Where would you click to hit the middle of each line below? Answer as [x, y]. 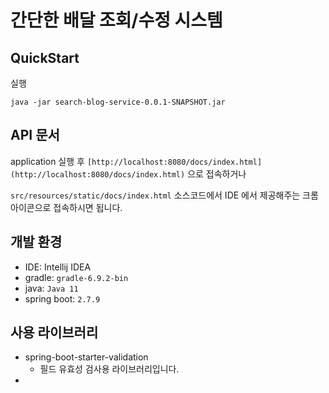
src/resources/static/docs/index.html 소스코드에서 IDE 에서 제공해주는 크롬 [164, 195]
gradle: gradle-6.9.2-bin [76, 277]
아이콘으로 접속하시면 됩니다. [66, 207]
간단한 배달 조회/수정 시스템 [116, 20]
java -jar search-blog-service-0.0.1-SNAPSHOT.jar [118, 102]
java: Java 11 [51, 288]
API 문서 [35, 135]
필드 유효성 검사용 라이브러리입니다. [109, 369]
